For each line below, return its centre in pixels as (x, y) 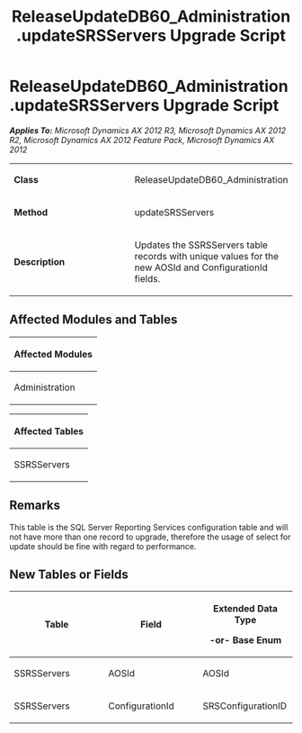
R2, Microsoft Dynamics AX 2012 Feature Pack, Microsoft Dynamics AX (142, 140)
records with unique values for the (207, 256)
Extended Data (245, 609)
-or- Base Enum (245, 640)
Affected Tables (49, 431)
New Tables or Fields (69, 574)
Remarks (35, 506)
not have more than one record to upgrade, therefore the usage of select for (150, 537)
